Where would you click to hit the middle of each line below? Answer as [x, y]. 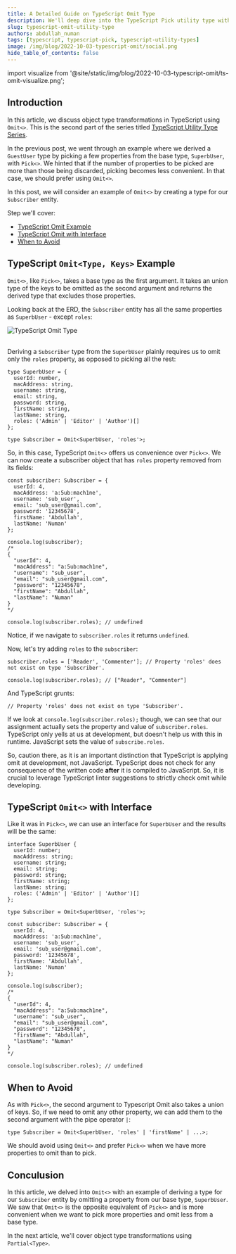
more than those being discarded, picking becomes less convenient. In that [116, 170]
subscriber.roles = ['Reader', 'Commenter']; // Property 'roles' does [114, 661]
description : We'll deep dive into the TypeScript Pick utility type [111, 20]
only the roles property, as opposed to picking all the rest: [92, 359]
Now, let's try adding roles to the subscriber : [73, 649]
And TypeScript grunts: [41, 693]
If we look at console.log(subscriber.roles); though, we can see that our [114, 719]
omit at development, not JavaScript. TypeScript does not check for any [111, 762]
